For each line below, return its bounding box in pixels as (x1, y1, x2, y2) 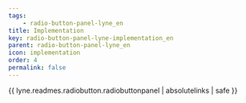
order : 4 (8, 57, 38, 65)
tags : (8, 11, 26, 20)
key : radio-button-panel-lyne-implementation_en (8, 34, 174, 42)
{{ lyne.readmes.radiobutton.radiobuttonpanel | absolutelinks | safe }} (8, 85, 238, 95)
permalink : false (8, 64, 67, 72)
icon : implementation (8, 49, 81, 57)
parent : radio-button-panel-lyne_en (8, 42, 131, 50)
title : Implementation (8, 26, 84, 34)
